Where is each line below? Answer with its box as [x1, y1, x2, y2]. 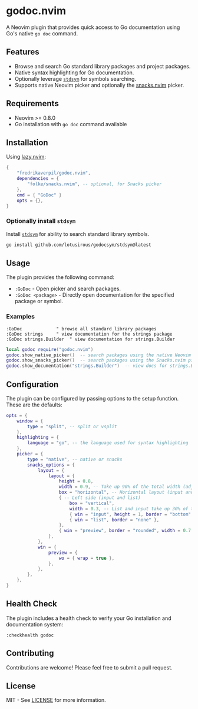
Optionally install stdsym [6, 217, 76, 225]
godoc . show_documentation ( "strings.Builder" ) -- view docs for [6, 363, 167, 369]
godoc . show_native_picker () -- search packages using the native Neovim [6, 352, 192, 358]
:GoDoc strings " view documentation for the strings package [6, 331, 173, 337]
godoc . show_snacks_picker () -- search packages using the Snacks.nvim [6, 357, 186, 363]
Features [6, 47, 39, 57]
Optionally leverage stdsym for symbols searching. [14, 75, 137, 82]
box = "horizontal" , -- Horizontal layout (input [58, 490, 183, 495]
